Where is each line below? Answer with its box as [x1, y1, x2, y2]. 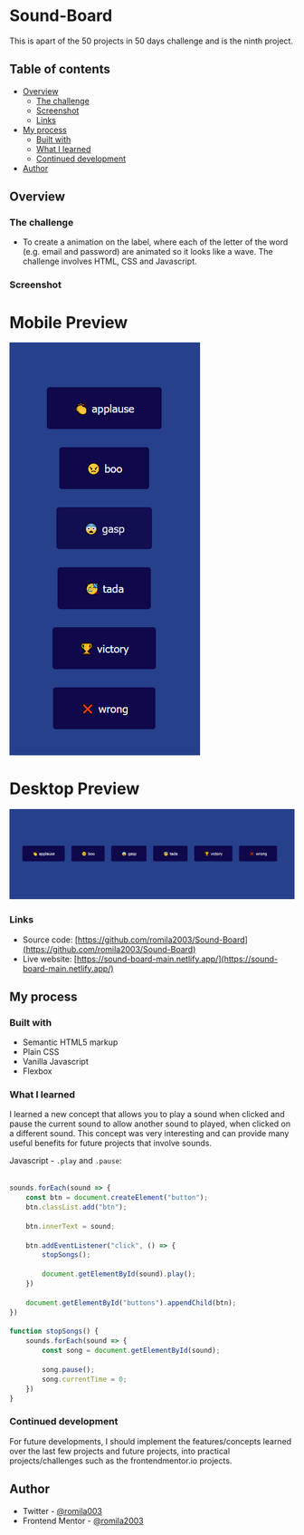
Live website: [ [22, 953, 78, 964]
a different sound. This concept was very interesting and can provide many [9, 1128, 290, 1139]
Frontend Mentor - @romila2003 [22, 1515, 144, 1526]
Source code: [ [22, 934, 79, 945]
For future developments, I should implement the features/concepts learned [9, 1435, 292, 1446]
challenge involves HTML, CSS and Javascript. [22, 256, 197, 267]
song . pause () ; [42, 1365, 95, 1374]
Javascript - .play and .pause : [9, 1155, 122, 1166]
